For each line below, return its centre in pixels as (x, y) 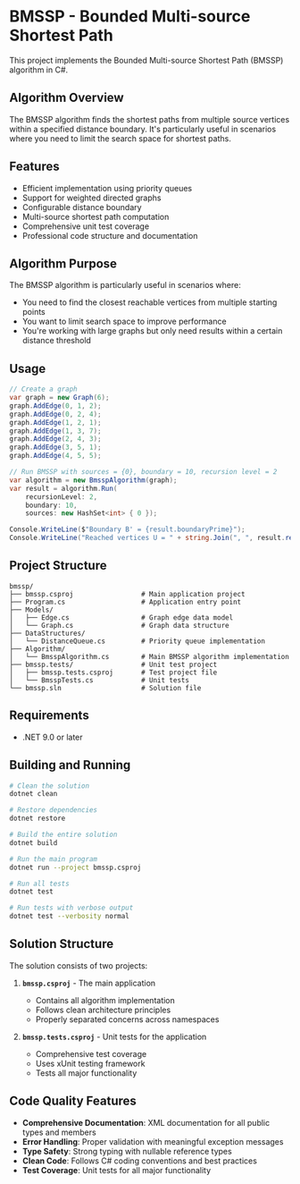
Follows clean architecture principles (103, 1010)
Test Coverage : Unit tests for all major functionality (117, 1170)
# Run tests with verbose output (71, 908)
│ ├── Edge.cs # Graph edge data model (121, 617)
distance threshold (57, 341)
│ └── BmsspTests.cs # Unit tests (100, 680)
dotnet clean (33, 794)
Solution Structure (62, 944)
